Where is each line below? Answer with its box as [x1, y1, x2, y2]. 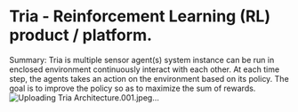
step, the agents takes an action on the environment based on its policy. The [9, 73, 289, 84]
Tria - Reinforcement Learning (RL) [9, 6, 271, 27]
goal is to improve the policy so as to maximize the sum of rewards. [9, 83, 256, 93]
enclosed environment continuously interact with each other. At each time [9, 64, 280, 75]
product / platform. [9, 25, 153, 45]
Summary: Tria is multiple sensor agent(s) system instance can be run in [9, 54, 275, 65]
